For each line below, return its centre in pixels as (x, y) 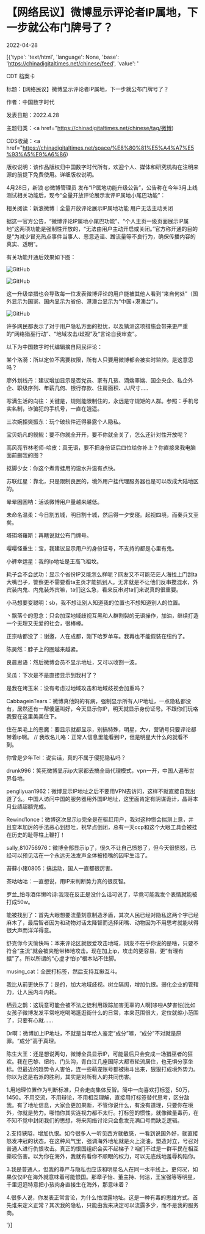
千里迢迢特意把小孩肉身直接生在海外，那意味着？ (68, 1184)
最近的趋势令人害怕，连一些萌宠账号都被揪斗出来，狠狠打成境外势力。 (110, 1069)
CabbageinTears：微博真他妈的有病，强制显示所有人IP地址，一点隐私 (94, 701)
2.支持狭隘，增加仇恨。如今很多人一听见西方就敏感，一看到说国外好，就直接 (102, 1133)
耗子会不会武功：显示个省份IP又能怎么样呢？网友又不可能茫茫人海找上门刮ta (102, 574)
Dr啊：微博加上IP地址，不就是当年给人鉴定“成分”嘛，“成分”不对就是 (91, 1033)
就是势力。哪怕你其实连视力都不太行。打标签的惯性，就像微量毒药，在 (110, 1112)
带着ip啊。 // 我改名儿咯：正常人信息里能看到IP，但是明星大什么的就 (92, 737)
